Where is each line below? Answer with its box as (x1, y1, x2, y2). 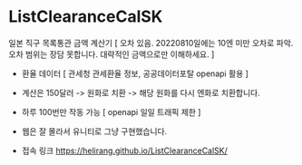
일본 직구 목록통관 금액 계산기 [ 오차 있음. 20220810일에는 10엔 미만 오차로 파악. (8, 37, 294, 48)
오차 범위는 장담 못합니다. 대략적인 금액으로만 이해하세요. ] (8, 48, 215, 60)
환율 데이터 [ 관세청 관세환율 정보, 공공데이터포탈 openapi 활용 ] (21, 68, 248, 79)
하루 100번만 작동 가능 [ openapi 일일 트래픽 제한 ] (21, 106, 201, 117)
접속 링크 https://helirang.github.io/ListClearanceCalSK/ (21, 145, 229, 156)
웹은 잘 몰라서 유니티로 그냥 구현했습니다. (21, 125, 168, 137)
